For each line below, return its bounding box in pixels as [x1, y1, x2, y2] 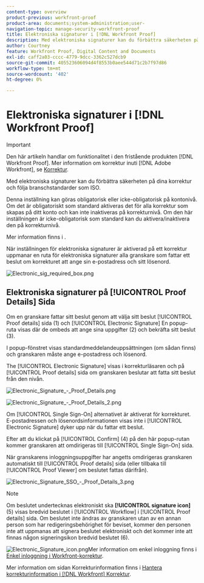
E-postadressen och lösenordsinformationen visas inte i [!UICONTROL [6, 417, 182, 424]
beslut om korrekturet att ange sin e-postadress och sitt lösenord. [6, 258, 171, 265]
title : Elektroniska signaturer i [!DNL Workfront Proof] [6, 32, 156, 38]
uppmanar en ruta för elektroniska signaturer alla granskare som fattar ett [6, 251, 190, 259]
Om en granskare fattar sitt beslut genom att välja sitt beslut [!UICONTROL [6, 313, 192, 320]
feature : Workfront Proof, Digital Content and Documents [6, 49, 156, 55]
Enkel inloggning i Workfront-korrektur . [6, 552, 104, 559]
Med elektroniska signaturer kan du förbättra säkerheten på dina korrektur [6, 177, 192, 185]
